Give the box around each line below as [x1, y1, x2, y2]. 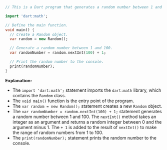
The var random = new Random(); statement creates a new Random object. [12, 103, 162, 109]
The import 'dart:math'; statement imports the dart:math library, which [12, 87, 161, 93]
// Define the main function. [5, 22, 68, 27]
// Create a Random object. [9, 32, 68, 37]
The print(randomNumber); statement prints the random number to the [12, 135, 156, 141]
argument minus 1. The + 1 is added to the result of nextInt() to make [12, 124, 157, 130]
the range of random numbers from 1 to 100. [12, 130, 103, 136]
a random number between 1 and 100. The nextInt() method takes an [12, 114, 156, 120]
